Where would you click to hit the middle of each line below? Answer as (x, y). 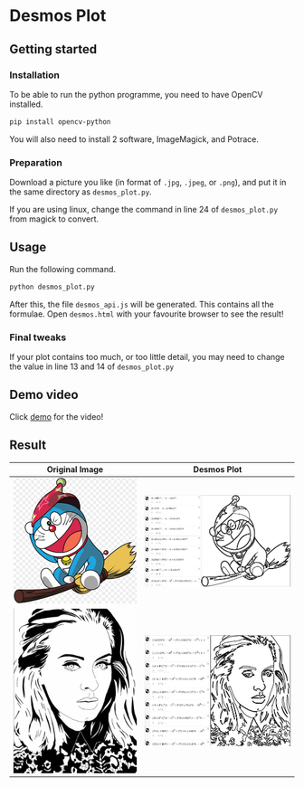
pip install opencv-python (60, 122)
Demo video (44, 395)
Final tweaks (38, 337)
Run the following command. (62, 269)
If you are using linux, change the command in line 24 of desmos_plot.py (144, 210)
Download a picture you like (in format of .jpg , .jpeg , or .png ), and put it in (148, 183)
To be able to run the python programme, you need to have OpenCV (136, 94)
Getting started (53, 49)
